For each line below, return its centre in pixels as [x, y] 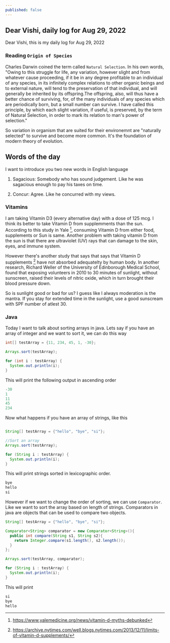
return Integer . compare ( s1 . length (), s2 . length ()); [70, 540]
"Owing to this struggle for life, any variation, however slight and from [78, 72]
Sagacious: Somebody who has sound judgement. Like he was [78, 179]
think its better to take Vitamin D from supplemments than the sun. [74, 224]
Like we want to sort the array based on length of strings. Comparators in [82, 507]
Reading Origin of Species [39, 56]
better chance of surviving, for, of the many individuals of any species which [85, 99]
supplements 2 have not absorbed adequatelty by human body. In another [82, 262]
